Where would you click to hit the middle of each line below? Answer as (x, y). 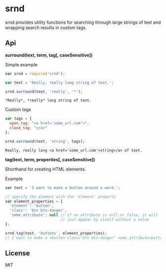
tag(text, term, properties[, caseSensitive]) (50, 159)
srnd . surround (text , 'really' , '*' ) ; (44, 91)
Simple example (21, 64)
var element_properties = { (34, 201)
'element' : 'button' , (32, 206)
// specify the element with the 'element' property (61, 197)
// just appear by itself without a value (104, 220)
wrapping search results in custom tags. (46, 27)
